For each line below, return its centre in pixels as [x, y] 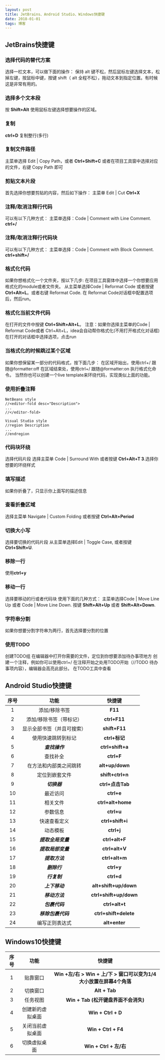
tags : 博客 [15, 23]
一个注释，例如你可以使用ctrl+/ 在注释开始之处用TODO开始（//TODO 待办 [83, 662]
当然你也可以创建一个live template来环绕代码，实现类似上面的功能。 [83, 375]
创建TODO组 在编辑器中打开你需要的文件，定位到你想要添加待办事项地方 [79, 656]
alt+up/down [114, 766]
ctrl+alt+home [114, 803]
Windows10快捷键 [33, 942]
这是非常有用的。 [22, 84]
